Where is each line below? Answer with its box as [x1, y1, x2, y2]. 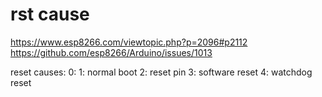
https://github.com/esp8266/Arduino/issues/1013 [10, 46, 213, 58]
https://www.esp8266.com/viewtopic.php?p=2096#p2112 [10, 36, 248, 48]
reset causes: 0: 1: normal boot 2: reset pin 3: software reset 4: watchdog [10, 66, 313, 78]
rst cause [10, 3, 90, 26]
